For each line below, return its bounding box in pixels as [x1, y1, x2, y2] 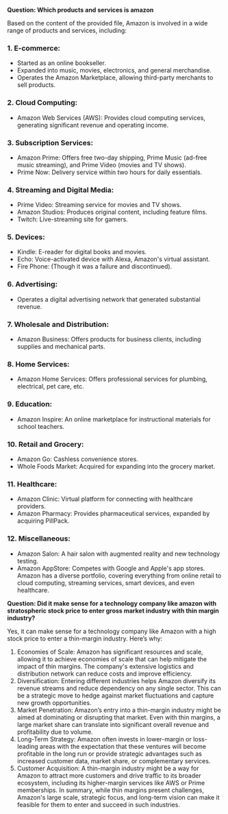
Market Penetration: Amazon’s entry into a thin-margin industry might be [16, 706, 221, 714]
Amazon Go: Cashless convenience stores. [16, 455, 138, 463]
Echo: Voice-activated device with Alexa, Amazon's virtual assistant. [16, 255, 210, 263]
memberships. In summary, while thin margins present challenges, [16, 786, 204, 794]
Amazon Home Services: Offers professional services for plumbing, [16, 375, 207, 383]
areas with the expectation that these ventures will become [40, 742, 207, 750]
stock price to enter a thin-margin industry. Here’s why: [7, 634, 163, 643]
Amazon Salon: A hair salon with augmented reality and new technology [16, 550, 220, 558]
